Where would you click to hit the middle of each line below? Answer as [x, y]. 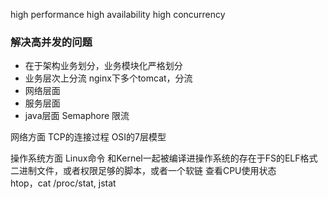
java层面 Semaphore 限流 [77, 116]
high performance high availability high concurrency [118, 14]
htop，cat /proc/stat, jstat [63, 183]
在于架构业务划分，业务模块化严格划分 [103, 66]
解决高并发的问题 [51, 42]
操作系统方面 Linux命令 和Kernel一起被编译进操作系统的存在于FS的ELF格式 [164, 158]
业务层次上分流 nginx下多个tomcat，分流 [108, 78]
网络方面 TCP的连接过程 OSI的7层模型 [88, 137]
